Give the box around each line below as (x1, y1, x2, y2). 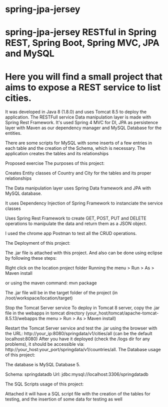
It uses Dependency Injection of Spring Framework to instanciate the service (5, 200, 163, 207)
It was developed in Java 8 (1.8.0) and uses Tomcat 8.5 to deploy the (5, 109, 146, 115)
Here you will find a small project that (5, 71, 162, 82)
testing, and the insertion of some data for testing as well (5, 396, 122, 402)
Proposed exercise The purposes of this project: (5, 160, 105, 166)
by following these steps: (5, 255, 57, 261)
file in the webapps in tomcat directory (5, 310, 85, 316)
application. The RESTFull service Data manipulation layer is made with (5, 114, 151, 120)
